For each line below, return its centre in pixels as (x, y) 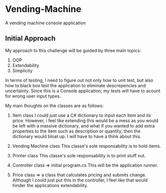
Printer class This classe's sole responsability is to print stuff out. (79, 155)
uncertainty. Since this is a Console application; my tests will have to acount (83, 91)
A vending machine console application (45, 23)
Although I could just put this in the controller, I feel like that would (80, 180)
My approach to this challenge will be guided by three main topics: (73, 50)
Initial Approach (30, 38)
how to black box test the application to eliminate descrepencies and (76, 85)
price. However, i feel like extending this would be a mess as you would (85, 121)
